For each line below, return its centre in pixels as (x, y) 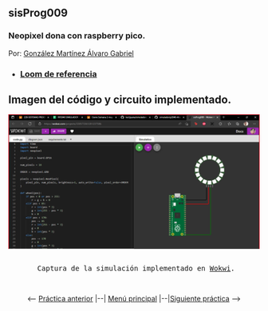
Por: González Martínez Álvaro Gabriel (71, 53)
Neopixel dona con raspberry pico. (77, 36)
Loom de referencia (58, 73)
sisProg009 (38, 13)
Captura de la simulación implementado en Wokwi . (136, 269)
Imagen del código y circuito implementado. (120, 100)
